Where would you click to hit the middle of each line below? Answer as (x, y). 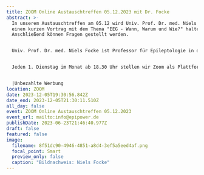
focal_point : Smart (36, 151)
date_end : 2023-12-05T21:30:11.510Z (53, 100)
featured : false (27, 134)
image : (15, 140)
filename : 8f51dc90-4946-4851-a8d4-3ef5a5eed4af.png (80, 146)
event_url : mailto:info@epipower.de (53, 117)
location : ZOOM (25, 89)
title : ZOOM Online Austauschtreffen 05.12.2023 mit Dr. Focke (88, 12)
